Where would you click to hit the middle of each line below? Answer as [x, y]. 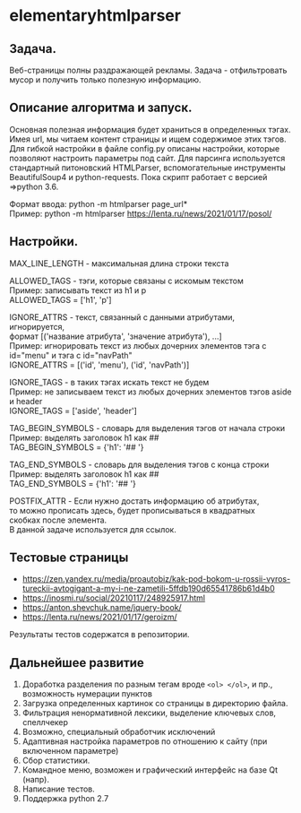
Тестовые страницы [69, 558]
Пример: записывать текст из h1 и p [78, 290]
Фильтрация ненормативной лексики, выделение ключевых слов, [149, 713]
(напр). [35, 780]
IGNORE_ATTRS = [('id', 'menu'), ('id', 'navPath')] [99, 365]
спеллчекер [45, 722]
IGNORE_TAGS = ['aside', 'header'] [73, 411]
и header [26, 401]
